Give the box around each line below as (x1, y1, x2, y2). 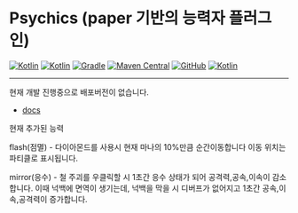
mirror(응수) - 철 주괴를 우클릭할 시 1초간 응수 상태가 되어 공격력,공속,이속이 (9, 171, 271, 182)
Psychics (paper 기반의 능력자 (9, 8, 226, 28)
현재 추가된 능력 (9, 122, 65, 133)
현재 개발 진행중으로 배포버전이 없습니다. (9, 86, 149, 98)
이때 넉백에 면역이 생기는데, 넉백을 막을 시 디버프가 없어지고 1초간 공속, (35, 183, 279, 193)
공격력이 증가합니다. (18, 193, 88, 204)
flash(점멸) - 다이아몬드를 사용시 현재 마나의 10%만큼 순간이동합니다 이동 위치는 (9, 141, 286, 152)
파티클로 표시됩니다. (9, 153, 78, 163)
